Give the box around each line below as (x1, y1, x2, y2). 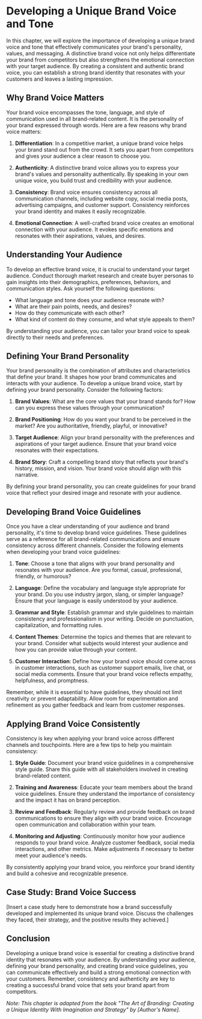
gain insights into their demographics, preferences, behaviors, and (6, 278, 171, 285)
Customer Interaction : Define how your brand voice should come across (14, 658, 197, 665)
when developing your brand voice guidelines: (6, 548, 121, 556)
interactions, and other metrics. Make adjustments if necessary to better (14, 846, 194, 852)
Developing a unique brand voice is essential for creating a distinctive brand (6, 949, 195, 956)
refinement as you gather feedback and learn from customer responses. (6, 701, 185, 708)
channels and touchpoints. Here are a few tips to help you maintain (6, 742, 172, 748)
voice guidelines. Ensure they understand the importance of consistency (14, 790, 195, 797)
